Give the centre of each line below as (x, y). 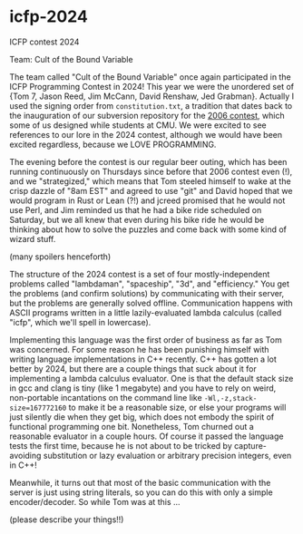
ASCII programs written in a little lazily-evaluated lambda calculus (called (146, 312)
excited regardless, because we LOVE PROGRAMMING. (113, 144)
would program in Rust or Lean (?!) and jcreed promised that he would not (147, 200)
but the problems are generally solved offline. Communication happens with (151, 303)
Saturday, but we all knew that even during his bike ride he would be (137, 219)
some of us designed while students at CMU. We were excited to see (138, 125)
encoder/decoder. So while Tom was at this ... (95, 501)
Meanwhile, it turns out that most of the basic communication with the (140, 482)
